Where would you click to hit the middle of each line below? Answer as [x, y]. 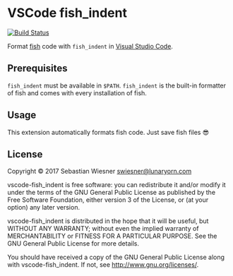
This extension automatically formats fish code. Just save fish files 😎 [108, 132]
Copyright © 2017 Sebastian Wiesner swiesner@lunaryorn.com [100, 172]
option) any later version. [43, 208]
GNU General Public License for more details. [73, 244]
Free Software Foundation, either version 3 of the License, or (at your [108, 200]
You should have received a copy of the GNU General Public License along [116, 257]
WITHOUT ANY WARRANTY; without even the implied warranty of [103, 229]
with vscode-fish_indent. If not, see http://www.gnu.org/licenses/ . [103, 265]
